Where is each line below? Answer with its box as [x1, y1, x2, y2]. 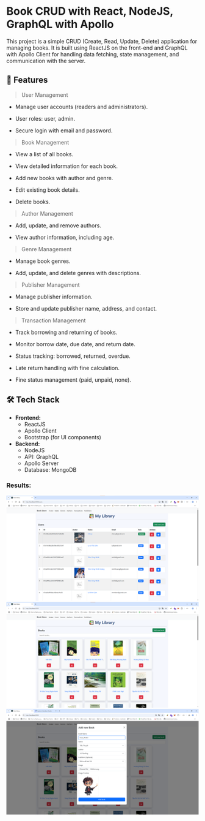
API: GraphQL [24, 453, 59, 460]
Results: [6, 481, 32, 490]
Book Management [21, 138, 70, 146]
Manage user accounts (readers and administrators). [15, 103, 148, 110]
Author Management [21, 210, 73, 217]
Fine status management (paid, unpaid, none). [15, 376, 131, 384]
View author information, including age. [15, 233, 115, 241]
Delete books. [15, 198, 51, 205]
